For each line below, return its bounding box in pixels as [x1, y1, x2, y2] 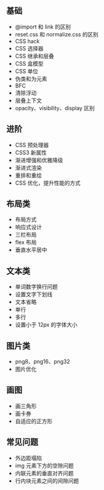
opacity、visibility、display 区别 [15, 104, 95, 111]
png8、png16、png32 [15, 358, 71, 365]
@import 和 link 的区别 [15, 23, 71, 30]
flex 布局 [15, 239, 37, 246]
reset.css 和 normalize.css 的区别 [15, 30, 99, 38]
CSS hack [15, 37, 40, 44]
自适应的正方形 [15, 417, 53, 424]
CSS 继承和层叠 [15, 52, 54, 60]
